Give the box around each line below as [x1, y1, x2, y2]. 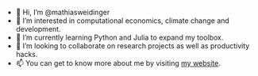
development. [15, 25, 61, 33]
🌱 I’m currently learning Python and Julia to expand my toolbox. [15, 32, 224, 42]
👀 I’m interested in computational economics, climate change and [15, 16, 230, 25]
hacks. [15, 50, 38, 59]
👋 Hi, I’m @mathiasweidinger [15, 8, 110, 17]
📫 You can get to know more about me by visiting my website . [15, 59, 221, 67]
